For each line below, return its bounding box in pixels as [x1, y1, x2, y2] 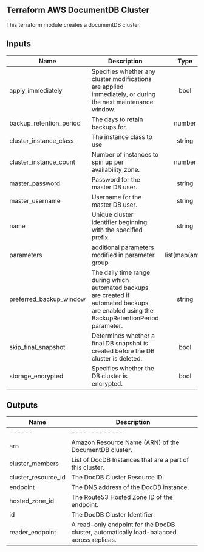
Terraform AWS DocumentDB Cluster [6, 5, 150, 15]
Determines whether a [91, 331, 155, 340]
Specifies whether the [91, 364, 155, 372]
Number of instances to [91, 150, 159, 158]
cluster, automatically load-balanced [71, 528, 177, 537]
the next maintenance [91, 97, 154, 106]
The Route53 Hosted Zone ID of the [71, 493, 173, 501]
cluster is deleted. [91, 354, 143, 363]
